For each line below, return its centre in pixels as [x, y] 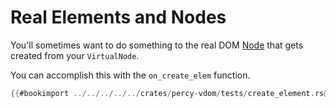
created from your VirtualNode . [75, 55]
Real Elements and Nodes [118, 17]
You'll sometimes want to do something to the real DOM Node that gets [157, 45]
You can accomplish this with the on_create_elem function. [130, 75]
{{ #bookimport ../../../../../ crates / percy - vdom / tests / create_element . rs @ [169, 93]
